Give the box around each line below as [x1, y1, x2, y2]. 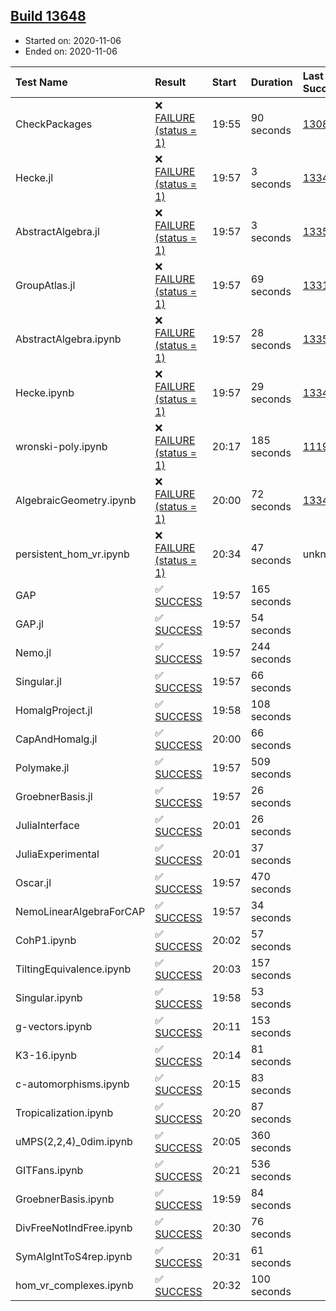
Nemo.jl [15, 645, 52, 659]
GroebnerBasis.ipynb [15, 1192, 115, 1206]
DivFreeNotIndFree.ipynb [15, 1220, 133, 1234]
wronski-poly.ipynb [15, 439, 108, 453]
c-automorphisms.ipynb [15, 1077, 130, 1091]
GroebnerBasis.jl [15, 789, 93, 803]
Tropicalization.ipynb [15, 1105, 114, 1119]
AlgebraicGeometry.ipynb [15, 493, 137, 507]
